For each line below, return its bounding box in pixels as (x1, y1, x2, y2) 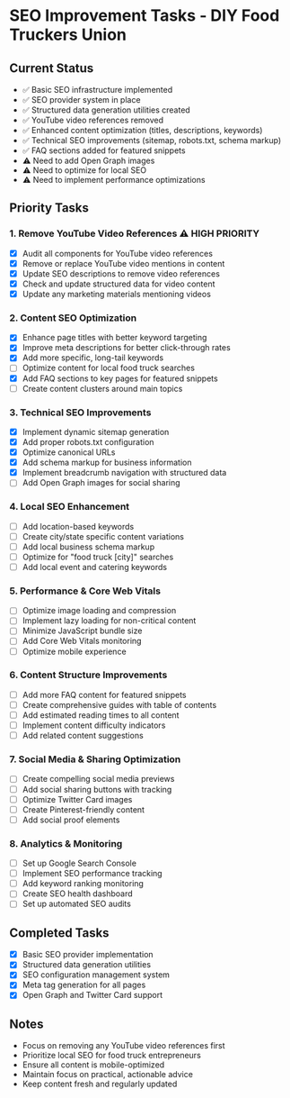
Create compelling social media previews (22, 774, 175, 785)
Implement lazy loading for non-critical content (22, 615, 197, 626)
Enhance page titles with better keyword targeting (22, 332, 207, 343)
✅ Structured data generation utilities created (22, 104, 190, 115)
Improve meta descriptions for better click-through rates (22, 342, 231, 353)
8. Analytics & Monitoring (9, 837, 123, 849)
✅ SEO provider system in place (22, 95, 141, 104)
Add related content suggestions (22, 730, 144, 741)
